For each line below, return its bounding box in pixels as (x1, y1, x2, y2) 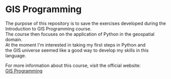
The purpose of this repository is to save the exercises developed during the (5, 20, 166, 26)
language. (5, 52, 27, 59)
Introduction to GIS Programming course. (5, 25, 92, 31)
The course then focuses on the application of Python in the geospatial (5, 31, 155, 37)
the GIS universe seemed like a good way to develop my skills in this (5, 47, 149, 53)
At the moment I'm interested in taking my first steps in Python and (5, 42, 146, 48)
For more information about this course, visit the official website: (5, 62, 141, 68)
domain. (5, 36, 22, 43)
